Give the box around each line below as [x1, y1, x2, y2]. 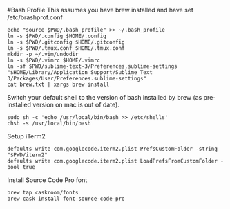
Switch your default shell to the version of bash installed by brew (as [7, 93, 202, 101]
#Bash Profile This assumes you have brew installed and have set [7, 6, 193, 14]
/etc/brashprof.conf [7, 13, 64, 21]
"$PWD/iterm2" [7, 152, 48, 158]
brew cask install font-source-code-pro [7, 195, 126, 202]
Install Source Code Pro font [7, 176, 88, 184]
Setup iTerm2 [7, 132, 46, 140]
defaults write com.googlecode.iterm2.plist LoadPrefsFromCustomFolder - [7, 158, 224, 165]
